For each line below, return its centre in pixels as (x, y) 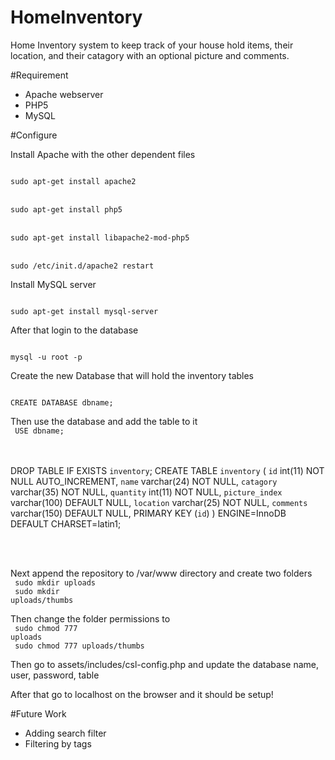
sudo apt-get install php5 (66, 209)
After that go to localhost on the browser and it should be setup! (142, 694)
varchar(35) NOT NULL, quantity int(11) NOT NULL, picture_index (146, 492)
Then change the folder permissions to (90, 618)
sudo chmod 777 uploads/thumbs (79, 646)
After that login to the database (74, 330)
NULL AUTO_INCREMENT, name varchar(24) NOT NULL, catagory (144, 481)
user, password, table (55, 675)
